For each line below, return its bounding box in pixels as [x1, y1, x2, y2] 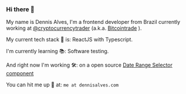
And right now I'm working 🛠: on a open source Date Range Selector [6, 61, 173, 69]
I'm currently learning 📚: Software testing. [6, 48, 109, 55]
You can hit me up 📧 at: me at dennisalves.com [6, 81, 119, 88]
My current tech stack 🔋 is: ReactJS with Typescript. [6, 36, 133, 43]
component [6, 70, 34, 77]
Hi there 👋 [6, 5, 35, 13]
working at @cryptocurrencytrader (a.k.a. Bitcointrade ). [6, 25, 142, 32]
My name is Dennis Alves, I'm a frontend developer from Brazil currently [6, 19, 181, 26]
